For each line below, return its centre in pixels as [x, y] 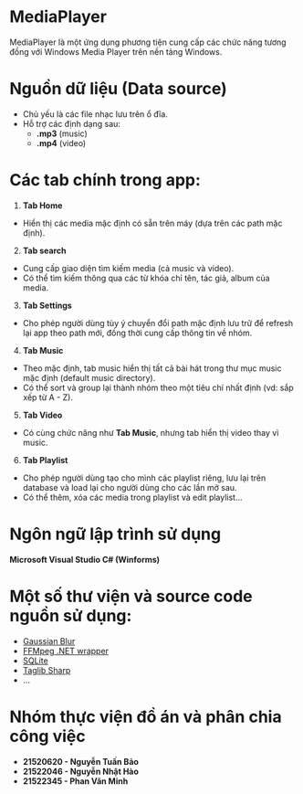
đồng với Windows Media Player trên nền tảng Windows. [116, 51]
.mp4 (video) [61, 143]
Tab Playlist [45, 460]
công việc [47, 736]
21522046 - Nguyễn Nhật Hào [81, 771]
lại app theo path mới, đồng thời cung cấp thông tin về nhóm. [137, 333]
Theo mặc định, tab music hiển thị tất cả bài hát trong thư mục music [152, 368]
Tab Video [42, 415]
